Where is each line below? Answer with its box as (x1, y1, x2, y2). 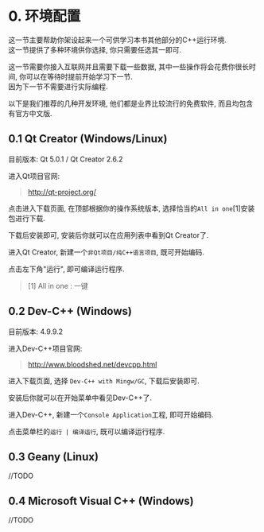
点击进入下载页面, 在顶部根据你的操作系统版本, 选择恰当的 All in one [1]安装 (8, 204, 255, 213)
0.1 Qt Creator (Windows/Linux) (8, 132, 168, 146)
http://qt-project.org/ (27, 187, 97, 196)
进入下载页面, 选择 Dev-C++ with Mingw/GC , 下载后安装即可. (8, 375, 200, 386)
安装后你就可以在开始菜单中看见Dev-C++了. (8, 393, 153, 402)
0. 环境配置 (8, 7, 81, 25)
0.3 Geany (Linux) (8, 450, 99, 464)
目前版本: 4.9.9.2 (8, 327, 64, 336)
